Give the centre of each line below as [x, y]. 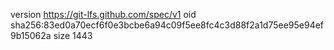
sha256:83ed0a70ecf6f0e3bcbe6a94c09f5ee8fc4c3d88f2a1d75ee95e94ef [167, 25]
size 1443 [73, 35]
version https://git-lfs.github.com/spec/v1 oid [103, 14]
